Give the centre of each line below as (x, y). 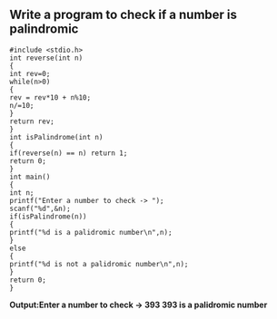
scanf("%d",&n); (40, 208)
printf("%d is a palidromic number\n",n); (91, 232)
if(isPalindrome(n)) (49, 217)
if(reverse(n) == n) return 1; (69, 153)
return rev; (32, 121)
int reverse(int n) (46, 58)
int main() (30, 177)
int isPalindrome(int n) (56, 137)
